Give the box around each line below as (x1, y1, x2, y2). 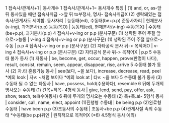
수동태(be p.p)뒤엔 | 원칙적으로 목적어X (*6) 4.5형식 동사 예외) (12, 112, 137, 118)
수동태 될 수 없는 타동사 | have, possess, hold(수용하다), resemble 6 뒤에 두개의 (5, 81, 164, 86)
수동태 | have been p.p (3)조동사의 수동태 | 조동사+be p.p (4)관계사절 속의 (5, 106, 153, 111)
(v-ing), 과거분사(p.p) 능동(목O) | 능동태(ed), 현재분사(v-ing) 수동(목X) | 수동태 (5, 24, 161, 30)
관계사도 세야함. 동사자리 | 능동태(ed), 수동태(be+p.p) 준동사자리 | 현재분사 (15, 18, 162, 23)
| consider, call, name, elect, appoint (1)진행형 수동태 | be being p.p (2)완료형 (5, 99, 162, 105)
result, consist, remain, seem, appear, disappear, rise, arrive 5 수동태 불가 (5, 61, 156, 68)
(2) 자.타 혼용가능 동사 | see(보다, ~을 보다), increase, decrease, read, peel (10, 68, 161, 74)
